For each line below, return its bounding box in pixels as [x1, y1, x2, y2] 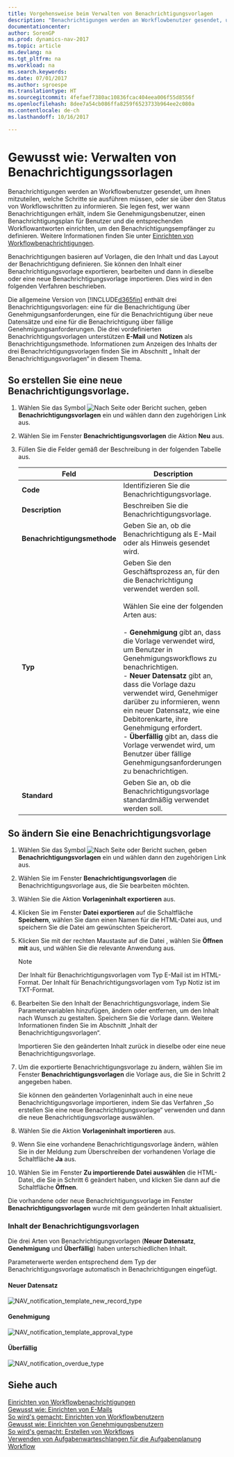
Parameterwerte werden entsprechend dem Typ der [8, 1258, 157, 1266]
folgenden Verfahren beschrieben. [8, 282, 107, 290]
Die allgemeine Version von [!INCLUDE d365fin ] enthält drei [8, 295, 177, 303]
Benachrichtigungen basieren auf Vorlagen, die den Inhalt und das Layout [8, 252, 219, 260]
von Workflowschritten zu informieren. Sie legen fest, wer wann [8, 202, 190, 210]
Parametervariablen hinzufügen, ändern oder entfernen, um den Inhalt [17, 1006, 219, 1015]
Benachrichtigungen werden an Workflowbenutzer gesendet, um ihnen [8, 187, 211, 195]
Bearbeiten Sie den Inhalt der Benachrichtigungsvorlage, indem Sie [17, 999, 210, 1008]
